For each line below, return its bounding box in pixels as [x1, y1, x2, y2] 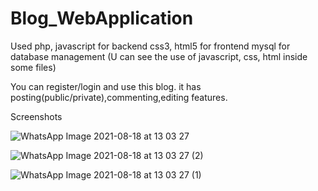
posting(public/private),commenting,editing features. [10, 91, 228, 103]
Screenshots [10, 110, 63, 122]
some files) [10, 61, 57, 73]
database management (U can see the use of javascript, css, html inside [10, 50, 308, 62]
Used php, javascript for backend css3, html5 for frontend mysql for [10, 40, 291, 52]
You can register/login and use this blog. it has [10, 80, 202, 92]
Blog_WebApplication [10, 7, 194, 30]
